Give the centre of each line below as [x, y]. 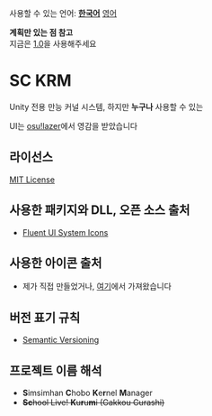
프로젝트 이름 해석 [56, 370]
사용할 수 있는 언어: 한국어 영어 [63, 13]
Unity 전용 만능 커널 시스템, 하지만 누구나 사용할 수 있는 [106, 106]
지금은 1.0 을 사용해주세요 [53, 44]
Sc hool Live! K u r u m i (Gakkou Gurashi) [93, 402]
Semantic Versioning [61, 340]
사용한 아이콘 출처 [56, 263]
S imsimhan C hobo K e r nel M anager [87, 393]
